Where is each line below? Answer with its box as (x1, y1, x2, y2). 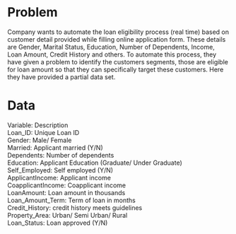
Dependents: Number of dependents (7, 151, 114, 159)
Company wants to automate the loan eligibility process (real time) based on (7, 28, 230, 36)
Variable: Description (7, 121, 69, 129)
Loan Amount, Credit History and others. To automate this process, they (7, 50, 217, 59)
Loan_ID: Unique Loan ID (7, 128, 80, 136)
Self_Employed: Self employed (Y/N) (7, 165, 114, 174)
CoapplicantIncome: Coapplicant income (7, 181, 126, 189)
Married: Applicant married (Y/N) (7, 143, 104, 152)
